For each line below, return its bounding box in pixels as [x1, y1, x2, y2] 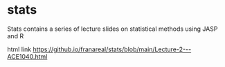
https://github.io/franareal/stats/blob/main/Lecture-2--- [33, 45, 192, 53]
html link [7, 45, 32, 53]
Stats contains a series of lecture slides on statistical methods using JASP [7, 25, 218, 33]
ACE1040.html [7, 52, 48, 60]
